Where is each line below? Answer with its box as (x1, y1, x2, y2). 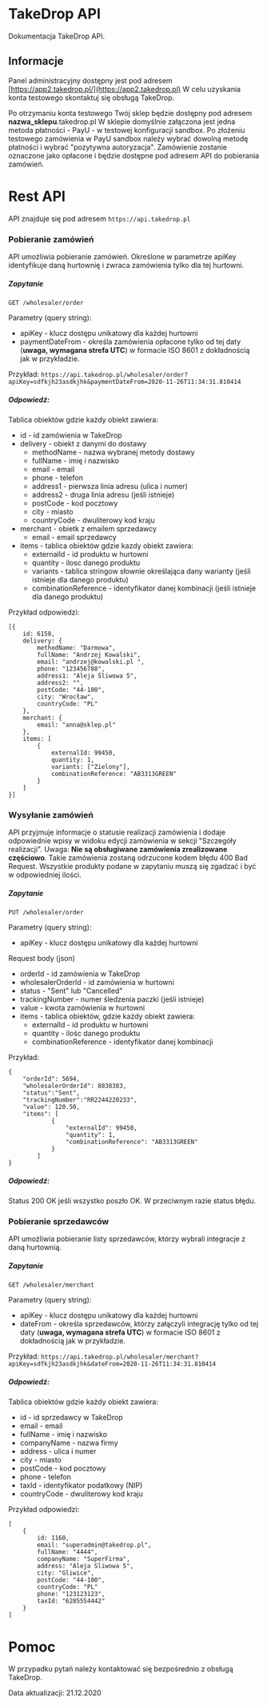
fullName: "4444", (37, 1548, 98, 1556)
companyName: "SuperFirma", (37, 1555, 130, 1563)
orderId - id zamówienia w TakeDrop (19, 969, 141, 979)
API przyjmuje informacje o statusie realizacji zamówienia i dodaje (8, 827, 226, 837)
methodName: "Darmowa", (37, 643, 116, 652)
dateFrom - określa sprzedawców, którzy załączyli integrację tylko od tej (19, 1319, 259, 1329)
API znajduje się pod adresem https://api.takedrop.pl (8, 214, 191, 223)
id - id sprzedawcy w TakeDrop (19, 1413, 123, 1423)
